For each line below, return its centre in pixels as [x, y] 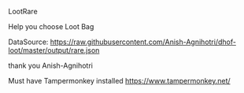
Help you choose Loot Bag [51, 26]
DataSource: [28, 42]
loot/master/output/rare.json [54, 50]
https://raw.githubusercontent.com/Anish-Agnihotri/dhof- [143, 42]
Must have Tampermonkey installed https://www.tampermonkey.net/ [119, 81]
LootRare [23, 11]
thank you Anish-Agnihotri [50, 65]
